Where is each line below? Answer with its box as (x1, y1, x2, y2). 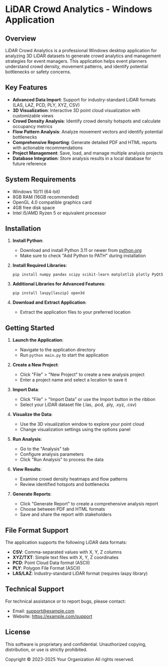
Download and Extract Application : (12, 300, 87, 306)
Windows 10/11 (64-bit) (12, 188, 60, 194)
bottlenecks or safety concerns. (5, 69, 71, 75)
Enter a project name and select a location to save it (20, 377, 127, 383)
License (5, 628, 31, 636)
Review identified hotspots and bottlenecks (20, 481, 109, 487)
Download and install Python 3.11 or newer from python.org (20, 247, 142, 253)
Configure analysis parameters (20, 451, 84, 457)
